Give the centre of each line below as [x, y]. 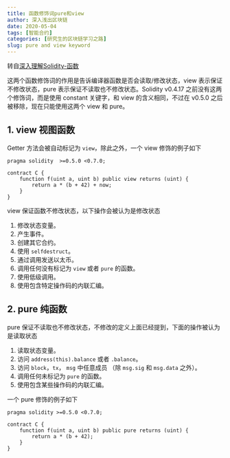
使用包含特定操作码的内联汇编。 [62, 285]
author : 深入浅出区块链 [37, 20]
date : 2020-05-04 [32, 26]
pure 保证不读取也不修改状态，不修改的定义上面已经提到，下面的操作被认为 [114, 327]
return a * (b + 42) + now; [72, 185]
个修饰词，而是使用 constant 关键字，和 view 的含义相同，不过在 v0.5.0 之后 [115, 98]
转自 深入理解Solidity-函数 [43, 66]
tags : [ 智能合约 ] [30, 33]
